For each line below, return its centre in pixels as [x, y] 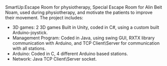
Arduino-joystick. [30, 33]
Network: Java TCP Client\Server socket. [55, 59]
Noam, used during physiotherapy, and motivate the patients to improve [79, 12]
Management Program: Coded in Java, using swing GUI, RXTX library [83, 38]
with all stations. [29, 48]
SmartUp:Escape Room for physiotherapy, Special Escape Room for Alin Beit [84, 7]
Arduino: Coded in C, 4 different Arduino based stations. [70, 54]
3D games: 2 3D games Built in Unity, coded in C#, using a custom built [86, 27]
